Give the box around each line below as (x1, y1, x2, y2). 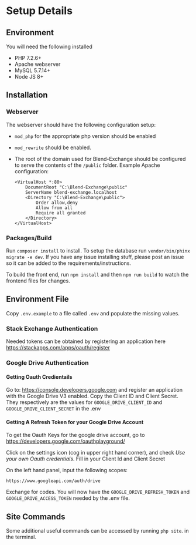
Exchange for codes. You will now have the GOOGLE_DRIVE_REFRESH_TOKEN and (6, 489, 190, 496)
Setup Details (6, 4, 73, 18)
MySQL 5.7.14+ (14, 67, 51, 74)
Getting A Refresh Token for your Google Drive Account (6, 418, 144, 425)
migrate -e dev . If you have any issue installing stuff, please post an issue (6, 253, 184, 260)
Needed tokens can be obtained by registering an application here (6, 338, 166, 345)
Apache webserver (14, 60, 61, 68)
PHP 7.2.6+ (14, 55, 42, 61)
